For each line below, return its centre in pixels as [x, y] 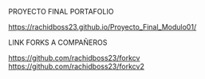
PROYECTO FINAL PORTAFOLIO [61, 12]
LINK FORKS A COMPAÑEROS [58, 42]
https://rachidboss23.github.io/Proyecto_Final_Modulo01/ [102, 27]
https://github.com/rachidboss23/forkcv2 [77, 66]
